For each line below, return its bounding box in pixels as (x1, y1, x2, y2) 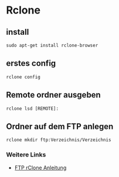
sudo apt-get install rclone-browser (6, 42, 98, 48)
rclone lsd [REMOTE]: (6, 105, 59, 112)
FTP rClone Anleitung (14, 164, 67, 171)
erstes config (6, 58, 56, 68)
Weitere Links (6, 151, 46, 159)
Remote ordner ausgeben (6, 90, 101, 100)
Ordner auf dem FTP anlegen (6, 122, 114, 132)
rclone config (6, 74, 41, 80)
